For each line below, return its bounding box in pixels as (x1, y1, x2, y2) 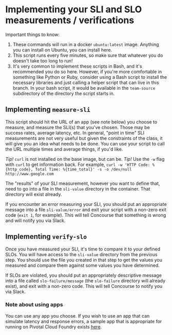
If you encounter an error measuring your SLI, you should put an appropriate (5, 201, 167, 207)
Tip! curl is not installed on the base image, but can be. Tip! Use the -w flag (5, 156, 165, 162)
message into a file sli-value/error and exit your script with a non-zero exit (5, 206, 167, 213)
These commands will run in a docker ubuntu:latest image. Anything (12, 41, 159, 47)
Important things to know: (5, 31, 60, 37)
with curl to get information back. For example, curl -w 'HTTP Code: (5, 161, 150, 167)
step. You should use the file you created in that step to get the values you (5, 257, 163, 263)
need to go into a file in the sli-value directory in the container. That (5, 185, 150, 192)
